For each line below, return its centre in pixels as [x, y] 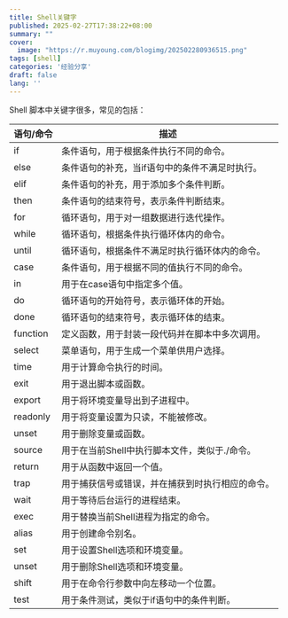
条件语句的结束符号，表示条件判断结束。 [146, 200]
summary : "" [31, 34]
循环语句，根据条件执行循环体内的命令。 [146, 234]
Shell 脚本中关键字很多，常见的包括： [78, 110]
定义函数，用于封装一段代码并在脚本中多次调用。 [163, 333]
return [27, 466]
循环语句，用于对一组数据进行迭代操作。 [146, 217]
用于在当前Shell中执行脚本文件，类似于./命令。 [159, 450]
